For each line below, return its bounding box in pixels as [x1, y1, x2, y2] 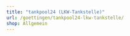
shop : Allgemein [6, 20, 48, 26]
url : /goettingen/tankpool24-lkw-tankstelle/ [6, 15, 124, 21]
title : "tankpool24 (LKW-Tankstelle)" [6, 9, 105, 15]
